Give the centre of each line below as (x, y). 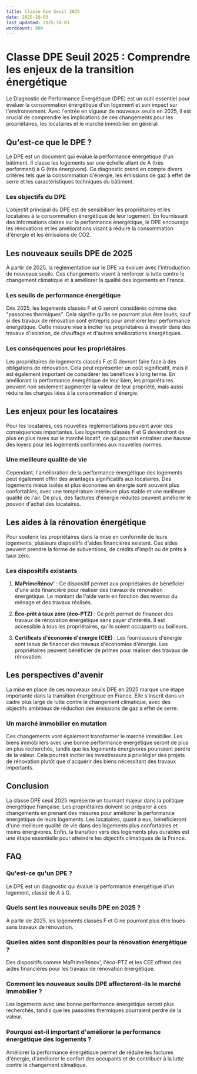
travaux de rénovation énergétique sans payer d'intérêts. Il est (90, 620)
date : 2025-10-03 (27, 17)
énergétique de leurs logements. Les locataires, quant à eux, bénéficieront (96, 819)
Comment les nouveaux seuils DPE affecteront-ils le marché (94, 984)
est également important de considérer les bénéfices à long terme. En (91, 374)
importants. (20, 768)
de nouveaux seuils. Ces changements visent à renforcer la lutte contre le (95, 274)
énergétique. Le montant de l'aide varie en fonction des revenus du (96, 596)
